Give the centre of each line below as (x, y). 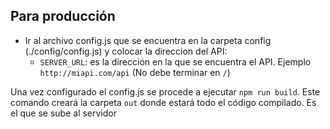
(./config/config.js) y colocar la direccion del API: (126, 51)
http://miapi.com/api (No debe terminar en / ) (135, 72)
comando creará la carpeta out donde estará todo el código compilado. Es (163, 102)
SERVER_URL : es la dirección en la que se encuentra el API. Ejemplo (175, 61)
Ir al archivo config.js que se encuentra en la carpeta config (148, 40)
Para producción (63, 16)
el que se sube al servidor (63, 113)
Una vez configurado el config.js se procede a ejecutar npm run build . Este (165, 91)
